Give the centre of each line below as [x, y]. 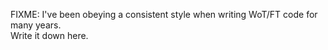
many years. [36, 25]
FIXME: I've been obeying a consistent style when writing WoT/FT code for [164, 14]
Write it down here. [49, 35]
